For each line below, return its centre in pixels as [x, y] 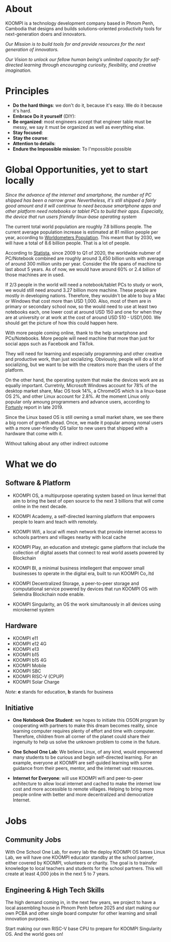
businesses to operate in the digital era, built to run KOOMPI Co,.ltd [83, 573]
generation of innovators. [32, 49]
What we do [31, 464]
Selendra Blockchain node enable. [49, 594]
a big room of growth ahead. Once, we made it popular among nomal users [84, 422]
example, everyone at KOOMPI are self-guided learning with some [82, 763]
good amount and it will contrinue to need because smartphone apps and [83, 205]
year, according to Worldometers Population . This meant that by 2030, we [83, 237]
